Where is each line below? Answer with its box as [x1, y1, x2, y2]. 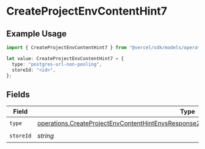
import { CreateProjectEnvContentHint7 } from [6, 44, 127, 50]
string [37, 131, 54, 140]
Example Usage [6, 29, 67, 39]
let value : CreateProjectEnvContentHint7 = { [6, 55, 124, 61]
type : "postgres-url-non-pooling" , [12, 61, 103, 68]
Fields [6, 89, 31, 100]
